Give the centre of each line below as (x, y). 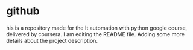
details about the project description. (52, 40)
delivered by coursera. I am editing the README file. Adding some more (96, 34)
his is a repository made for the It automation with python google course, (97, 28)
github (23, 11)
